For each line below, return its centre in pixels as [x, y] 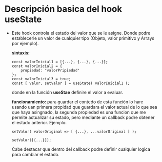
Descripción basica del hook [63, 9]
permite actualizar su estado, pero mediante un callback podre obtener [83, 117]
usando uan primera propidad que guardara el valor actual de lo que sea [84, 107]
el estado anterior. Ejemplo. [39, 122]
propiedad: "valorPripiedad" [50, 70]
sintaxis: [20, 53]
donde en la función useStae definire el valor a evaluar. [67, 92]
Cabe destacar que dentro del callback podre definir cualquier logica [81, 149]
